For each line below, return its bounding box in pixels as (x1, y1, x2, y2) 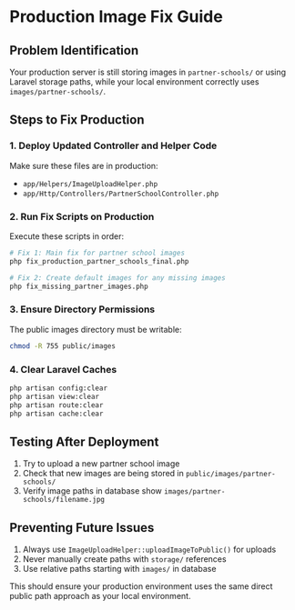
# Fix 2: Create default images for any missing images (9, 273, 226, 283)
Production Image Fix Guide (9, 6, 223, 27)
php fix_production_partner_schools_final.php (9, 256, 189, 265)
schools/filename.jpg (22, 495, 105, 505)
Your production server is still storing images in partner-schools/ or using (9, 66, 287, 77)
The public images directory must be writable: (9, 324, 182, 335)
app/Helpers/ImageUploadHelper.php (22, 179, 158, 188)
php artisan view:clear (9, 392, 100, 401)
